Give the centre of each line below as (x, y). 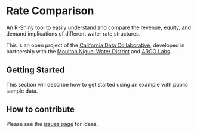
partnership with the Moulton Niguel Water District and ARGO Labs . (89, 51)
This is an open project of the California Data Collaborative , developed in (96, 45)
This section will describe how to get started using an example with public (97, 84)
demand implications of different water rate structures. (73, 33)
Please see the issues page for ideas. (52, 123)
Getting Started (36, 70)
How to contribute (41, 110)
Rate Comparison (50, 11)
